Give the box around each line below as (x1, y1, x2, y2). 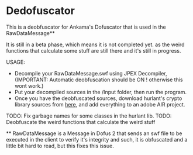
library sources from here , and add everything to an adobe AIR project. (14, 101, 185, 108)
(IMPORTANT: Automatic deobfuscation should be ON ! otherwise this (14, 76, 183, 83)
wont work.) (14, 82, 44, 89)
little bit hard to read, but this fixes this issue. (6, 142, 114, 149)
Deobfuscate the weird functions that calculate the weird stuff (6, 118, 156, 125)
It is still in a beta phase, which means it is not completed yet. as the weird (6, 41, 185, 48)
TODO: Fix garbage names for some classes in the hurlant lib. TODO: (6, 112, 172, 119)
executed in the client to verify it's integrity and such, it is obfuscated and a (6, 136, 188, 143)
